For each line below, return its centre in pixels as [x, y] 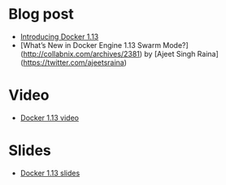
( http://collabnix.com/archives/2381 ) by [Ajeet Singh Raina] [120, 54]
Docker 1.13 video [50, 118]
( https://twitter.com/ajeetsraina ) [74, 62]
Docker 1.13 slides [50, 173]
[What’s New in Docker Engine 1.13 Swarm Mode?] [104, 45]
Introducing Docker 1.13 [59, 37]
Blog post [41, 14]
